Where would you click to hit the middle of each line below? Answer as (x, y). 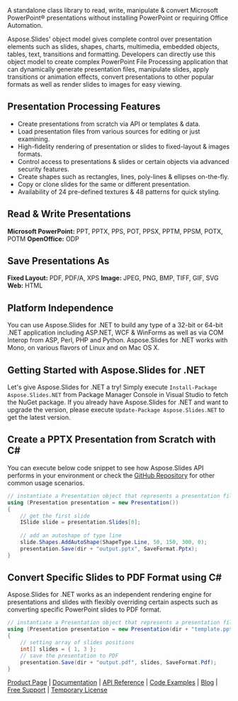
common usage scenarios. (46, 483)
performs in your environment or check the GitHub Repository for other (111, 475)
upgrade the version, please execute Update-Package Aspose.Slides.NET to (116, 410)
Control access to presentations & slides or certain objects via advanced (123, 161)
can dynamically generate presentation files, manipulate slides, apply (108, 69)
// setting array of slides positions (77, 643)
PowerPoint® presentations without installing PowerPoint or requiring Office (118, 18)
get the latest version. (39, 418)
